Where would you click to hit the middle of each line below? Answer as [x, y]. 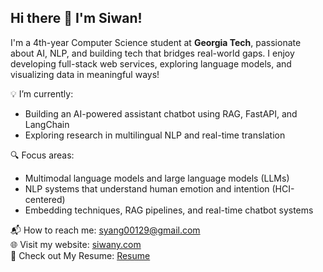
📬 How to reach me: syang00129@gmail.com [105, 230]
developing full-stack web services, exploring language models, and [151, 63]
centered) [45, 199]
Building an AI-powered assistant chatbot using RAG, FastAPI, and [161, 113]
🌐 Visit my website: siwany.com [76, 244]
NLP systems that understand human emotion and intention [147, 188]
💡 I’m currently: [42, 93]
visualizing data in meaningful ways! [85, 74]
